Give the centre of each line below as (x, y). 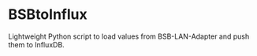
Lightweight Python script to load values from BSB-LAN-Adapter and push (129, 36)
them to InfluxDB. (36, 44)
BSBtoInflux (48, 15)
